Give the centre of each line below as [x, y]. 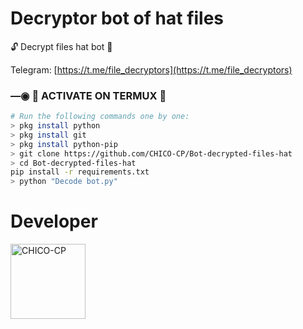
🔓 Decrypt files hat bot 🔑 [61, 46]
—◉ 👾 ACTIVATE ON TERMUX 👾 [88, 95]
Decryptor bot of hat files [117, 18]
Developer [54, 221]
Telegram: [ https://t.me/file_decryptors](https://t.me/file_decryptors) [151, 69]
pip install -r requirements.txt [80, 172]
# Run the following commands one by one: [100, 117]
